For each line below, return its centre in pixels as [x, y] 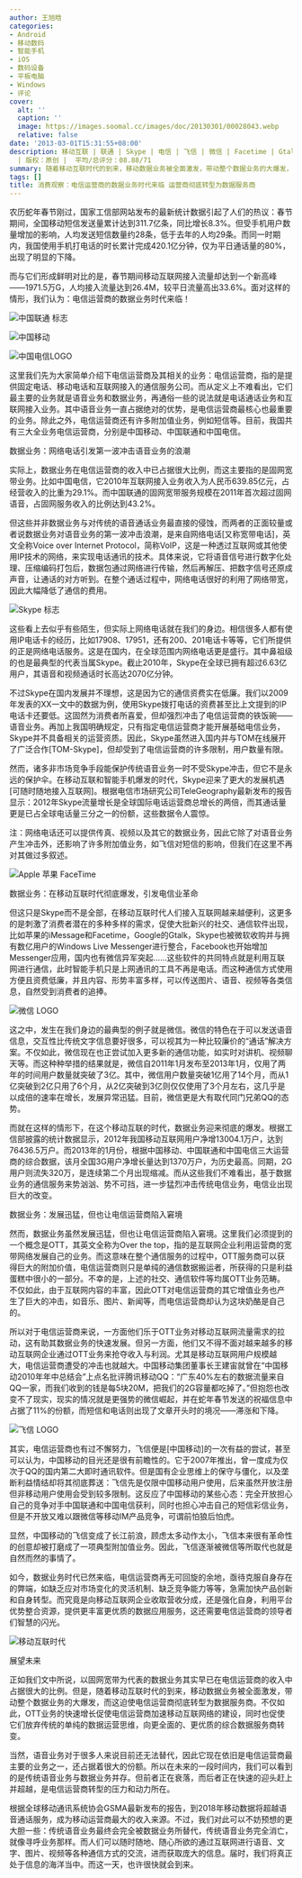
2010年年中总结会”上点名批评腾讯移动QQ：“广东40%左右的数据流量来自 [151, 1377]
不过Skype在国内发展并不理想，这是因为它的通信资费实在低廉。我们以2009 [149, 693]
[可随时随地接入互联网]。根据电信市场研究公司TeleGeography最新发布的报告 [151, 791]
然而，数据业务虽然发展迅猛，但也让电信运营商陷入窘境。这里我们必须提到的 [151, 1234]
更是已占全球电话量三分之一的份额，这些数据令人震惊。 [111, 814]
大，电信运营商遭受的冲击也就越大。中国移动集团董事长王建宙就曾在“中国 [145, 1365]
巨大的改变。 [33, 1196]
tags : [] [26, 177]
